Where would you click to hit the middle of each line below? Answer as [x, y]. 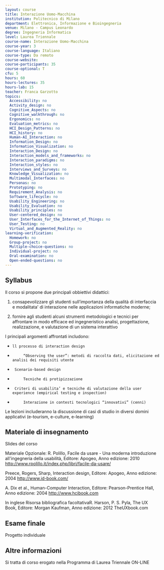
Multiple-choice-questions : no [41, 247]
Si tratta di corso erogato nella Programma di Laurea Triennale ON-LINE [77, 562]
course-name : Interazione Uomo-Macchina [47, 42]
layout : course [21, 10]
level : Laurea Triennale [30, 37]
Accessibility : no [28, 101]
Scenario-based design [38, 369]
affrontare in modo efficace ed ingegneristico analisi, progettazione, [81, 321]
